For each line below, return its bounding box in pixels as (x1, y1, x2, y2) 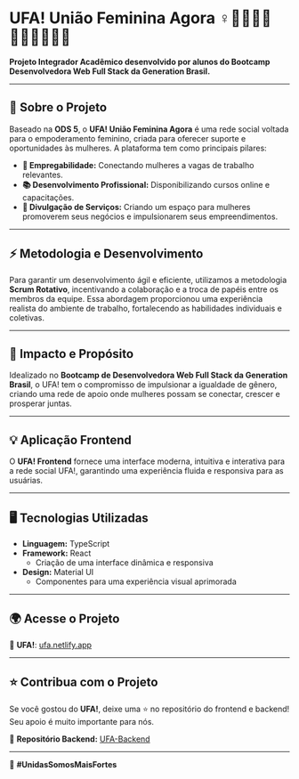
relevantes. (21, 169, 64, 180)
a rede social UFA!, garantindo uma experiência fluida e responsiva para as (9, 466, 284, 476)
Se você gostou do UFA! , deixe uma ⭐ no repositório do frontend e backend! (9, 703, 290, 714)
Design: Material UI (21, 567, 94, 577)
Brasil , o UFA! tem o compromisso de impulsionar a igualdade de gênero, (9, 379, 278, 390)
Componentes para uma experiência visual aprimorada (35, 576, 238, 587)
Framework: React (21, 548, 92, 558)
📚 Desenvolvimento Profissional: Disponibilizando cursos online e (21, 179, 270, 190)
